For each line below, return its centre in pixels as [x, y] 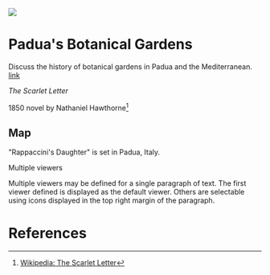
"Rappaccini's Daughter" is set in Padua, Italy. [84, 152]
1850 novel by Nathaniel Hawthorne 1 [68, 107]
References [47, 233]
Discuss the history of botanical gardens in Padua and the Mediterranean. [131, 66]
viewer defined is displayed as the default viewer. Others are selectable [127, 192]
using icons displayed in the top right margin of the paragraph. [112, 200]
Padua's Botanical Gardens [100, 45]
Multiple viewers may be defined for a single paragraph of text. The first [127, 183]
